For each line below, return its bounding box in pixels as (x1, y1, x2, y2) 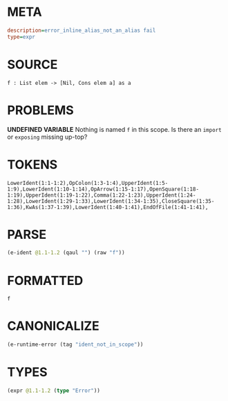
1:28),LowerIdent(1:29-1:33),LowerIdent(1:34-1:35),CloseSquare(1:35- (7, 197, 215, 204)
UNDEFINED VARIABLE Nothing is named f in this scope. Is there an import (7, 125, 222, 133)
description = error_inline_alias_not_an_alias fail (7, 27, 156, 34)
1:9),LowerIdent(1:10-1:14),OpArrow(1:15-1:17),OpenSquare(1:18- (7, 186, 199, 193)
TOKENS (7, 157, 58, 173)
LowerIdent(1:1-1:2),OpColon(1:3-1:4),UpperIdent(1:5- (7, 179, 169, 186)
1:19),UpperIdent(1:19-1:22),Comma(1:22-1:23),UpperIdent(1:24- (7, 191, 196, 199)
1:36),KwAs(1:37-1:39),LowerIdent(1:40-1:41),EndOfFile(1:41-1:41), (7, 204, 209, 211)
